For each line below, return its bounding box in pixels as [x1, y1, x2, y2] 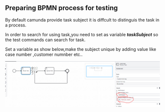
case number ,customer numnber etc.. [5, 51, 83, 57]
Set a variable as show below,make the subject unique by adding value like [5, 46, 156, 52]
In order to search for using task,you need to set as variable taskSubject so [5, 31, 159, 37]
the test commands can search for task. [5, 37, 86, 43]
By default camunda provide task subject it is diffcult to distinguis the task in [5, 17, 160, 22]
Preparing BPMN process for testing [5, 4, 118, 12]
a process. [5, 22, 27, 28]
